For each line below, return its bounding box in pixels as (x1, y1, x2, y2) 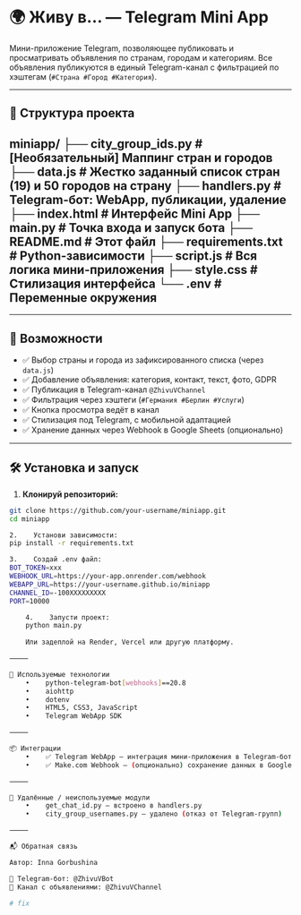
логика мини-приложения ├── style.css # (9, 261, 258, 278)
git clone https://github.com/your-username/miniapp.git (9, 506, 227, 515)
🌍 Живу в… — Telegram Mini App (9, 7, 269, 28)
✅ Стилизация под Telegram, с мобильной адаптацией (21, 414, 231, 425)
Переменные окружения (9, 290, 158, 305)
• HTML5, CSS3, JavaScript (25, 704, 139, 713)
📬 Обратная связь (9, 842, 78, 851)
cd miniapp (9, 514, 50, 524)
